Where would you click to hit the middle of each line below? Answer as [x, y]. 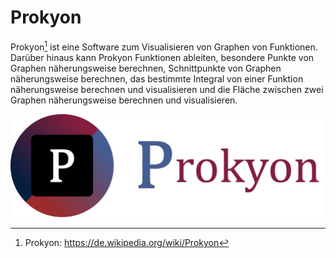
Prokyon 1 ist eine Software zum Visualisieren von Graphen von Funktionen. [164, 46]
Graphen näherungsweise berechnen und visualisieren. [124, 100]
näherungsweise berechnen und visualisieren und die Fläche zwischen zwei [167, 89]
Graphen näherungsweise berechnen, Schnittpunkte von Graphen [146, 68]
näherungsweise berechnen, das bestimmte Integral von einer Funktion [157, 78]
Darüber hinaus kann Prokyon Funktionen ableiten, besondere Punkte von [162, 57]
